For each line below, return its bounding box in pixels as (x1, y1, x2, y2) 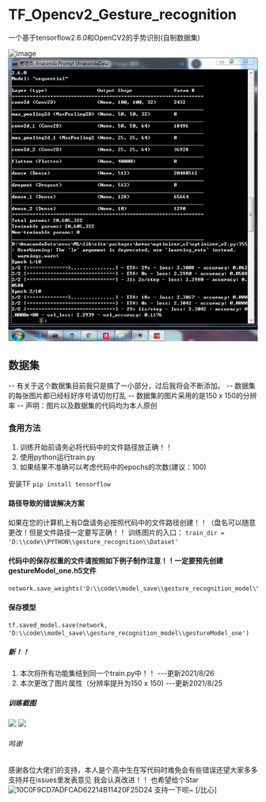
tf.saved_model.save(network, (8, 621, 108, 630)
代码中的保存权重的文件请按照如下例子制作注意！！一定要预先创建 (8, 555, 223, 565)
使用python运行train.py (19, 452, 96, 462)
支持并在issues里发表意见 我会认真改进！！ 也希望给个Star (8, 775, 199, 785)
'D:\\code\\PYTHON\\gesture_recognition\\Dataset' (8, 538, 179, 546)
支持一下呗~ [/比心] (154, 785, 218, 794)
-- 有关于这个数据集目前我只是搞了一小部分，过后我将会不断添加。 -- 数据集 (8, 381, 256, 390)
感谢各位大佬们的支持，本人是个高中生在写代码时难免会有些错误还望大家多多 (8, 765, 258, 774)
